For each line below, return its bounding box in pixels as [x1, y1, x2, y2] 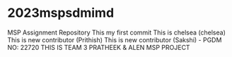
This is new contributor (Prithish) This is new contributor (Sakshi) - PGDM [7, 35, 222, 44]
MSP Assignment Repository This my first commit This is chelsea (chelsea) [7, 28, 226, 37]
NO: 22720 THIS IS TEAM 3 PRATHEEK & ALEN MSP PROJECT [7, 43, 190, 51]
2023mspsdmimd [7, 5, 115, 21]
